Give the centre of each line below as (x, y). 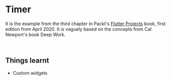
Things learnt (27, 61)
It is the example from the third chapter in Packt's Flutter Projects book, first (85, 24)
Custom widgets (30, 73)
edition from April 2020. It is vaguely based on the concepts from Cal (79, 29)
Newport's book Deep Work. (35, 34)
